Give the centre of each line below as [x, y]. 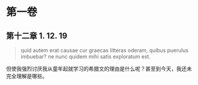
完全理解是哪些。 [27, 76]
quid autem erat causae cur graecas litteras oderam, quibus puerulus [104, 50]
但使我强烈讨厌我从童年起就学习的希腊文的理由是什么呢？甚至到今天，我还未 [99, 69]
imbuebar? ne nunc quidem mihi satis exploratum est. [85, 56]
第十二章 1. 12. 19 [37, 36]
